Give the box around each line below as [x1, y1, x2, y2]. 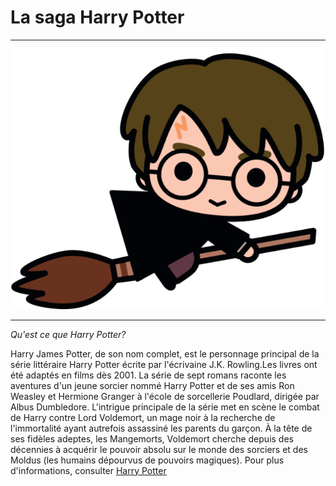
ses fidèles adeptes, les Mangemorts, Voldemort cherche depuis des [10, 432, 294, 445]
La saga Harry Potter [10, 6, 185, 29]
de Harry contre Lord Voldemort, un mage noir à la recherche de [10, 411, 276, 423]
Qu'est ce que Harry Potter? [10, 328, 127, 340]
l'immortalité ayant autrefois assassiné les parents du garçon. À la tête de [10, 422, 313, 434]
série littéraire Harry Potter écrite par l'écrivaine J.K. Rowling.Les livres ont [10, 358, 318, 370]
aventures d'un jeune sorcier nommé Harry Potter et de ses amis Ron [10, 379, 295, 391]
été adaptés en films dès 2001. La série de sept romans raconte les [10, 369, 287, 381]
